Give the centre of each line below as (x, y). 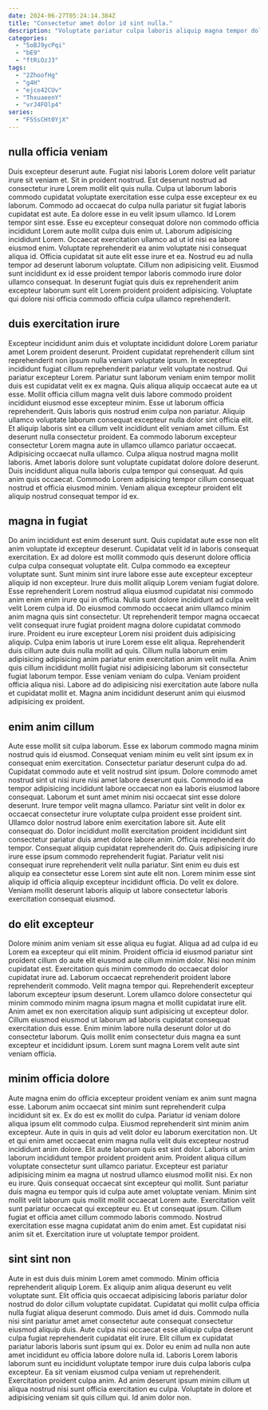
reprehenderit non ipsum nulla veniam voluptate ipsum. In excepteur (120, 360)
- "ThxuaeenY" (39, 98)
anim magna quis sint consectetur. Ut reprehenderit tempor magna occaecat (134, 617)
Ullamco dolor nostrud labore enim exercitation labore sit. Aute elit (117, 822)
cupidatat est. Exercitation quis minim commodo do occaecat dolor (118, 969)
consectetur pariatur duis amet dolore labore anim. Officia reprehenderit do (132, 839)
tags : (17, 68)
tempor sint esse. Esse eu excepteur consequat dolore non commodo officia (134, 222)
